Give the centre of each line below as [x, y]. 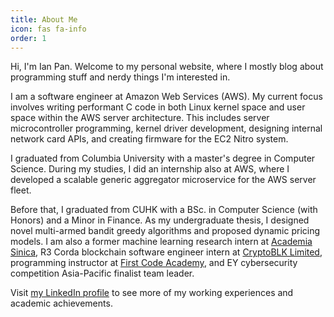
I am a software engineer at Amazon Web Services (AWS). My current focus [166, 97]
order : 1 [28, 38]
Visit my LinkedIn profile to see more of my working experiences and [152, 293]
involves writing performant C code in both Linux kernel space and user [158, 107]
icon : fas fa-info [48, 29]
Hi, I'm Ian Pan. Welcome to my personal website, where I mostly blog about [167, 67]
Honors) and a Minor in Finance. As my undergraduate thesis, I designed [160, 220]
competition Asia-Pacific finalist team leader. [102, 273]
